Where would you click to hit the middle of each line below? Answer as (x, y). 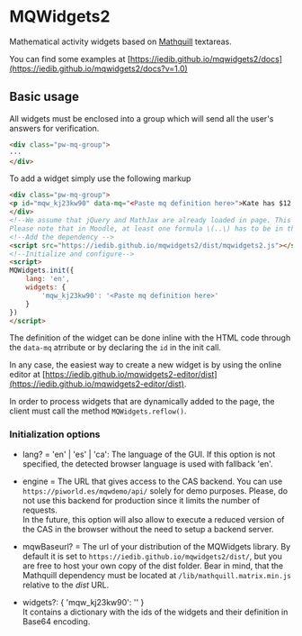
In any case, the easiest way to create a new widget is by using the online (146, 365)
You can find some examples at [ (70, 59)
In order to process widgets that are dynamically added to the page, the (142, 402)
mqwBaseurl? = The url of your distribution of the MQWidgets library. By (156, 546)
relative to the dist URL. (66, 585)
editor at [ (27, 375)
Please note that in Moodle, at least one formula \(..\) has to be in (146, 228)
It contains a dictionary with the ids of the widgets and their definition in (155, 612)
